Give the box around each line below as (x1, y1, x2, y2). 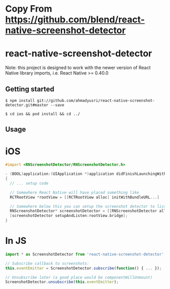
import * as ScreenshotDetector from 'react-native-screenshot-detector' (5, 251, 164, 257)
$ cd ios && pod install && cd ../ (5, 111, 80, 117)
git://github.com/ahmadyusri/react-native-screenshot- (37, 98, 155, 103)
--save (50, 102, 65, 107)
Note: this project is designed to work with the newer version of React (5, 64, 151, 71)
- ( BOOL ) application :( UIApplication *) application (5, 171, 114, 176)
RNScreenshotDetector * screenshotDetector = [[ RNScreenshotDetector (10, 208, 157, 213)
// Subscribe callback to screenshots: (5, 261, 90, 266)
